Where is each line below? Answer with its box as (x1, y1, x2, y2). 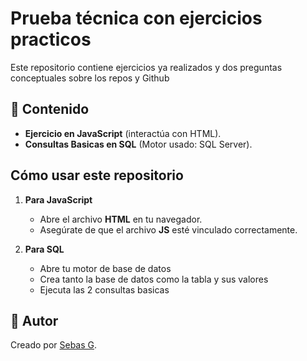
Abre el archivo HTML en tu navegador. (39, 213, 203, 225)
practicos (10, 28, 92, 51)
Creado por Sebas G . (10, 339, 98, 351)
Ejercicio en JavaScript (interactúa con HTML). (24, 127, 222, 139)
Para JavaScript (24, 193, 93, 206)
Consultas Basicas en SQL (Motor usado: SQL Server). (24, 138, 253, 150)
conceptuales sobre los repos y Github (10, 72, 170, 84)
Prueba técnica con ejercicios (10, 7, 263, 30)
